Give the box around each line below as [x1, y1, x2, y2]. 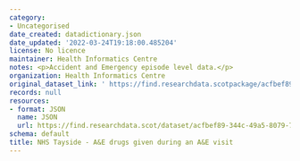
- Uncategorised [9, 21, 70, 30]
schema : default [9, 130, 70, 139]
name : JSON [17, 113, 58, 122]
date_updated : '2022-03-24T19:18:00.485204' [9, 38, 178, 47]
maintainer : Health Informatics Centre [9, 55, 158, 64]
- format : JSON [9, 105, 66, 114]
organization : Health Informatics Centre [9, 72, 166, 80]
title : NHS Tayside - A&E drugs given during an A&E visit [9, 138, 234, 147]
